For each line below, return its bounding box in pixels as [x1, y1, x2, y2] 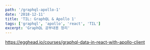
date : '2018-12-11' [5, 12, 46, 17]
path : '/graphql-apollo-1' [5, 7, 61, 12]
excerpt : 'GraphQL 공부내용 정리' [5, 26, 70, 31]
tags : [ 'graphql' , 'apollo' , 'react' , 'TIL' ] [5, 21, 100, 26]
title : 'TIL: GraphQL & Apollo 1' [5, 16, 77, 21]
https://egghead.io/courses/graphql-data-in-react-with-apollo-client [5, 39, 145, 45]
